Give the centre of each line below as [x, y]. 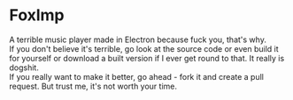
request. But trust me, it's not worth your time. [93, 86]
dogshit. [24, 68]
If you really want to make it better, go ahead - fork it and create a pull [136, 76]
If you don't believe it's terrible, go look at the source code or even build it [144, 48]
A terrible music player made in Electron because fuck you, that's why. [138, 39]
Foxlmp [37, 15]
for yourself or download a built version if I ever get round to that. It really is [147, 58]
